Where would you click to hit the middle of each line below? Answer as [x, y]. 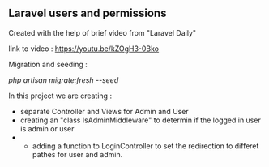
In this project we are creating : [60, 96]
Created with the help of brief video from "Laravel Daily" [102, 32]
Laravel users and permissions [88, 13]
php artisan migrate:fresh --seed [64, 79]
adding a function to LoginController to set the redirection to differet [145, 146]
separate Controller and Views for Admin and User [104, 111]
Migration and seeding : [48, 64]
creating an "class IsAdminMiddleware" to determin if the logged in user [140, 120]
